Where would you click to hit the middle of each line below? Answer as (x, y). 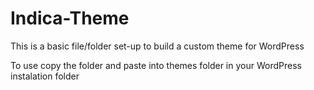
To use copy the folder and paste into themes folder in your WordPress (156, 65)
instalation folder (45, 76)
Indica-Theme (70, 18)
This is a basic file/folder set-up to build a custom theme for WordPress (157, 46)
